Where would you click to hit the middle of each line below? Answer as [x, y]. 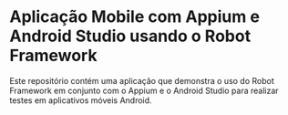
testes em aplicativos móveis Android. [81, 100]
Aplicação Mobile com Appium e [134, 17]
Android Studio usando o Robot [130, 36]
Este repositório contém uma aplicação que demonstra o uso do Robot [142, 80]
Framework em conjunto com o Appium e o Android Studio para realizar [144, 90]
